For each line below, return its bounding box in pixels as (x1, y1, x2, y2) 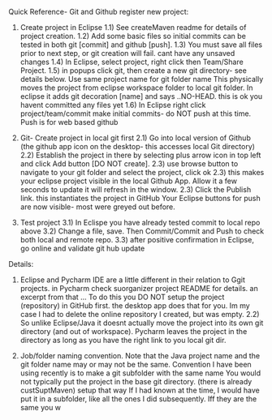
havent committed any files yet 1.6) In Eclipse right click (19, 101, 206, 109)
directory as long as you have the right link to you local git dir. (19, 336, 227, 345)
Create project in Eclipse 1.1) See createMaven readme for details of (19, 23, 247, 32)
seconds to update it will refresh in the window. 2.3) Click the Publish (19, 185, 252, 194)
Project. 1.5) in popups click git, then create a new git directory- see (19, 66, 248, 75)
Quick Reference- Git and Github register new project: (8, 7, 189, 16)
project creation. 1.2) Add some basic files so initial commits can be (19, 32, 246, 41)
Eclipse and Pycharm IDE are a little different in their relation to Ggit (19, 275, 246, 285)
